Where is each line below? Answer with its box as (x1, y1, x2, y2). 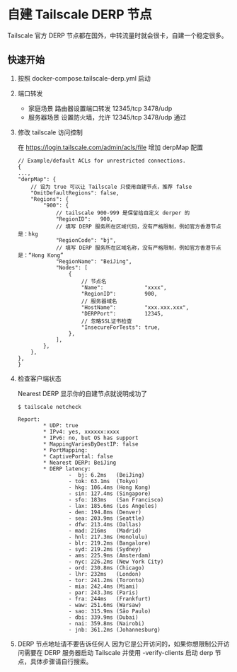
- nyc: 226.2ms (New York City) (68, 558, 164, 565)
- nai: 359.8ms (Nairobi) (68, 620, 145, 627)
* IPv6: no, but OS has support (43, 434, 139, 441)
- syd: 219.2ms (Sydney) (68, 545, 141, 552)
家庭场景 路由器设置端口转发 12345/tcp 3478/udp (28, 104, 173, 112)
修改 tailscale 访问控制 (17, 128, 83, 137)
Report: (17, 415, 40, 423)
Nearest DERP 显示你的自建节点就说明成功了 (17, 389, 148, 398)
